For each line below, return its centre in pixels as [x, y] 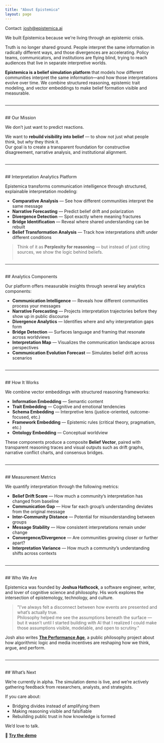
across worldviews [31, 337]
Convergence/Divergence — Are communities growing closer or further [85, 537]
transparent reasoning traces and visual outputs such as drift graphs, [74, 447]
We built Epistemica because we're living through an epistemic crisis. [75, 38]
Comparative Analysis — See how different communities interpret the [83, 201]
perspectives [25, 347]
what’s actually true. [37, 612]
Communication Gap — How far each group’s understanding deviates [82, 506]
